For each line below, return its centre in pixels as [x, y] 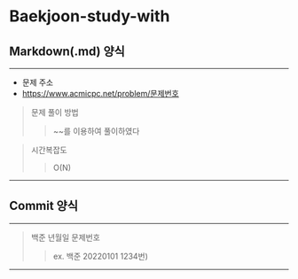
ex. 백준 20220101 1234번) [101, 256]
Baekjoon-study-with [90, 16]
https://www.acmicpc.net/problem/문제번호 [100, 93]
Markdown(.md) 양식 [67, 51]
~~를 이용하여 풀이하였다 [96, 131]
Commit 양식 [43, 206]
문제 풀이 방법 [55, 112]
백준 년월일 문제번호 [65, 237]
